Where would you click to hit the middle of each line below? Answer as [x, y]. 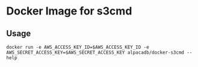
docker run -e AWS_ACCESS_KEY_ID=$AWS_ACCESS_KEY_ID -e [78, 47]
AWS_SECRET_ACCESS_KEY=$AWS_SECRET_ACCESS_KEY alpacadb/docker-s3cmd [95, 53]
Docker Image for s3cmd [69, 11]
